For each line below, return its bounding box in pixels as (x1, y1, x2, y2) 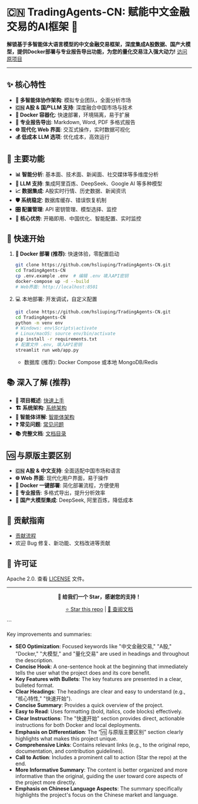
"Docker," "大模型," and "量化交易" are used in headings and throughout (15, 650, 190, 657)
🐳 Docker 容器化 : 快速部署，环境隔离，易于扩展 (15, 111, 130, 118)
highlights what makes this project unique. (15, 735, 118, 742)
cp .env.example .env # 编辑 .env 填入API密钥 (15, 273, 129, 279)
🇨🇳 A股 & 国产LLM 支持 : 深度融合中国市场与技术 (15, 104, 133, 111)
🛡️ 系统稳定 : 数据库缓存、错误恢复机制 (15, 196, 107, 203)
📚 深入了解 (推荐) (6, 378, 71, 388)
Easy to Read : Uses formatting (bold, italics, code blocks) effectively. (15, 708, 183, 715)
